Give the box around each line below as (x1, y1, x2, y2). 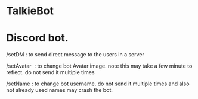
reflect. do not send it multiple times (6, 69, 95, 76)
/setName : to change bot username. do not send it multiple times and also (6, 80, 190, 87)
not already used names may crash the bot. (6, 87, 113, 94)
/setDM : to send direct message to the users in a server (6, 51, 145, 58)
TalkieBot (6, 4, 54, 18)
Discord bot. (6, 31, 69, 45)
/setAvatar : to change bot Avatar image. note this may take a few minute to (6, 62, 193, 69)
